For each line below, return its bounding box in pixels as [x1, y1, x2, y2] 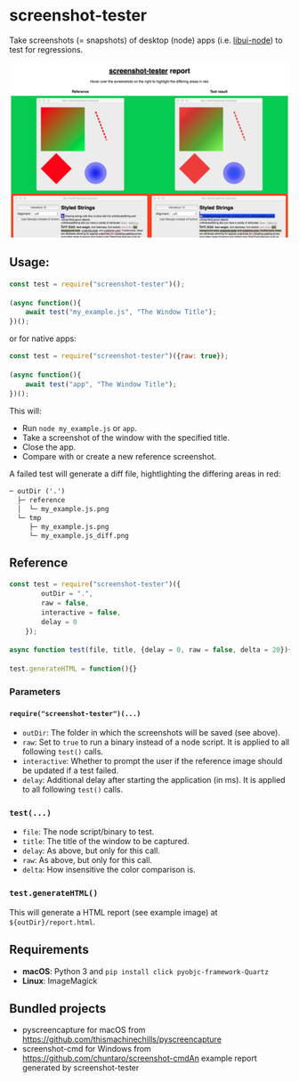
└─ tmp [17, 513, 42, 522]
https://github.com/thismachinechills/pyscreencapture [21, 1034, 222, 1045]
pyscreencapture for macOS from [21, 1025, 146, 1036]
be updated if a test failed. [21, 765, 119, 776]
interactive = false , [41, 607, 122, 617]
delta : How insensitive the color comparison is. [21, 865, 196, 875]
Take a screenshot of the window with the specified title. [21, 432, 230, 443]
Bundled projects [9, 1001, 107, 1016]
